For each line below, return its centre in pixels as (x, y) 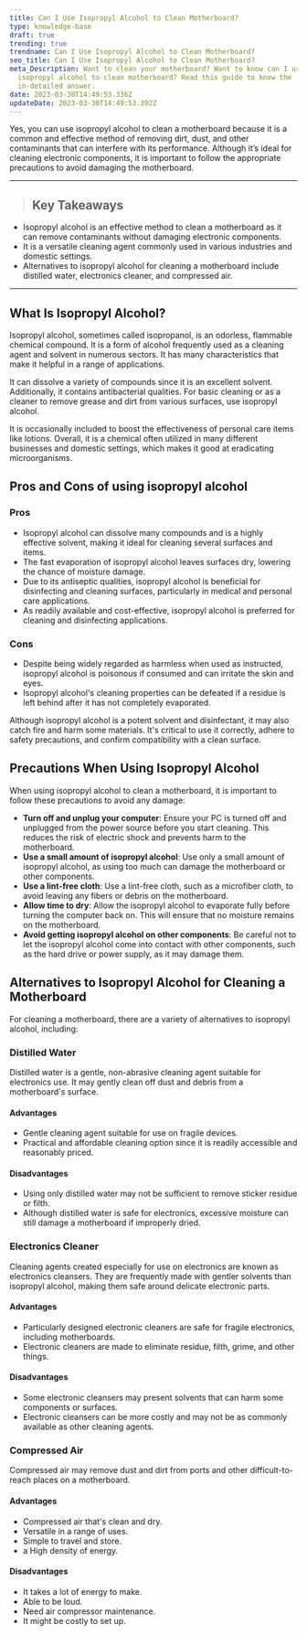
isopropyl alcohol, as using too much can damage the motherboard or (154, 866)
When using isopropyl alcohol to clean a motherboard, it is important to (143, 790)
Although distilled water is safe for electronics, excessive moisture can (156, 1213)
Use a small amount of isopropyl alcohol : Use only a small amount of (153, 857)
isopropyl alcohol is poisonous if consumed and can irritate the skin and (158, 673)
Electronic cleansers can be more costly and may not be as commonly (155, 1417)
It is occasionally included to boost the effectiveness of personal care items (152, 429)
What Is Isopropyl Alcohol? (88, 313)
